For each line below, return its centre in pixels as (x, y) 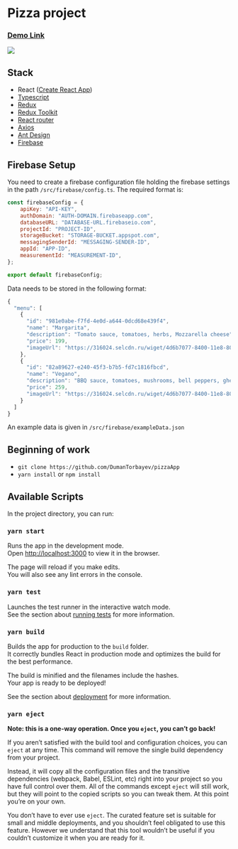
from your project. (34, 757)
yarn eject (26, 714)
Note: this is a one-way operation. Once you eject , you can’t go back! (112, 729)
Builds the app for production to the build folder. (78, 647)
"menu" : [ (28, 308)
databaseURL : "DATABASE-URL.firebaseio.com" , (89, 222)
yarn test (24, 592)
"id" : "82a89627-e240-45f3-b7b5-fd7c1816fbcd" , (98, 367)
